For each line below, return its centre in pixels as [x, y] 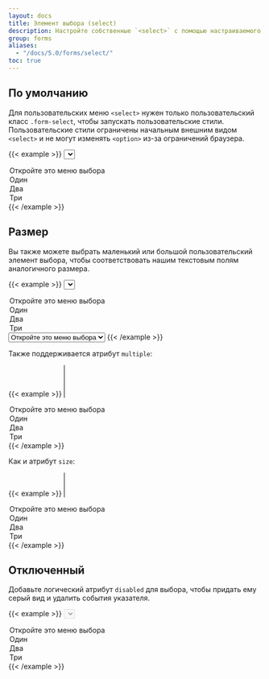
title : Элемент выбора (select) [62, 23]
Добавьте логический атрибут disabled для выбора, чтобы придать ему [132, 590]
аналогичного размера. [49, 268]
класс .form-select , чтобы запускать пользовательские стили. [116, 121]
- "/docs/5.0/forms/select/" [64, 53]
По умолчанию [48, 93]
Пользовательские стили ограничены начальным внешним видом [123, 130]
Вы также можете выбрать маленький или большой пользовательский [130, 251]
